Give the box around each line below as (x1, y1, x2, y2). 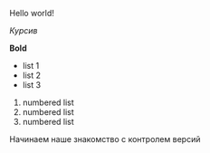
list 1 (22, 61, 40, 71)
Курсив (9, 25, 38, 35)
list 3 (22, 80, 42, 90)
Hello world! (9, 8, 54, 18)
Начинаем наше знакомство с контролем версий (9, 134, 201, 144)
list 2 (22, 70, 42, 81)
